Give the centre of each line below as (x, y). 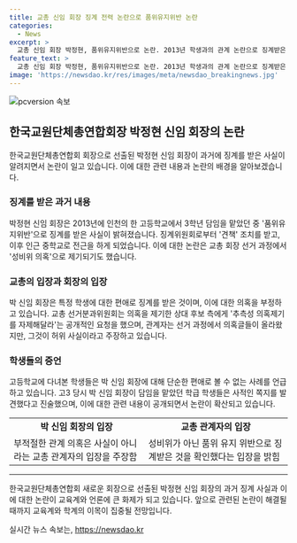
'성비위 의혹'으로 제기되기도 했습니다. (73, 256)
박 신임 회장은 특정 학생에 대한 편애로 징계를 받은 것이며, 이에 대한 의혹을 (134, 303)
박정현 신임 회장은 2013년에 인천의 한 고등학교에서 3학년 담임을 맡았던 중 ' (137, 223)
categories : (31, 26)
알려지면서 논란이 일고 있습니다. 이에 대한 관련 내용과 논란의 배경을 (123, 166)
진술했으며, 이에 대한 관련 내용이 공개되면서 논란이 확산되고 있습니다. (157, 404)
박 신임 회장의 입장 (76, 427)
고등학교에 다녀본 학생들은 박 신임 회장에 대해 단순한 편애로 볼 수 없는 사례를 (140, 382)
